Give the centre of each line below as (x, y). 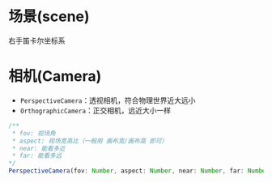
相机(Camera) (55, 77)
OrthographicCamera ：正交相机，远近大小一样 (96, 110)
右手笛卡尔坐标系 (37, 40)
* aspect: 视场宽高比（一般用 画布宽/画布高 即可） (90, 141)
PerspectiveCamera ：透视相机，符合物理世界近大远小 (108, 100)
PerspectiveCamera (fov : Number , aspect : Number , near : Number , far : (126, 171)
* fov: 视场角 (34, 133)
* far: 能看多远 (37, 156)
